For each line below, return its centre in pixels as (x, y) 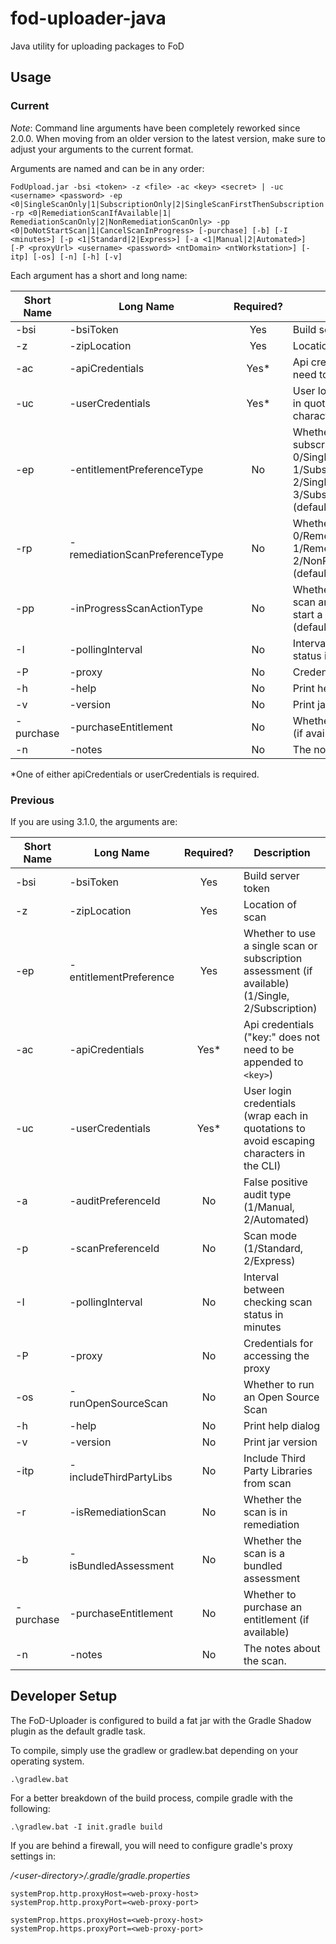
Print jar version (280, 1442)
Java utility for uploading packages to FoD (97, 46)
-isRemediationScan (118, 1512)
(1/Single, (266, 995)
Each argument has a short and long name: (99, 275)
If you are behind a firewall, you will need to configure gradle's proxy (151, 1845)
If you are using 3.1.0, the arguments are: (94, 821)
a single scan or (280, 945)
